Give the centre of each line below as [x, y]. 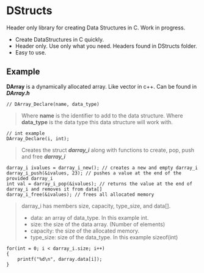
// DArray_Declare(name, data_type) [53, 104]
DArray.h [18, 93]
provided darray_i [30, 178]
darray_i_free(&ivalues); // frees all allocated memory [80, 194]
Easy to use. [31, 52]
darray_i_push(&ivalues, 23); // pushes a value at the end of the [94, 173]
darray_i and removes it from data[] [54, 189]
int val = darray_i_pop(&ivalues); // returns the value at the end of [99, 184]
